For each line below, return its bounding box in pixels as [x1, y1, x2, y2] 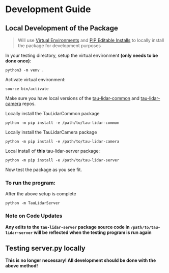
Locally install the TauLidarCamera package [5, 129, 97, 135]
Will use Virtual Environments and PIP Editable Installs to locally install [17, 37, 164, 43]
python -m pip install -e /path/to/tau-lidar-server [5, 158, 120, 163]
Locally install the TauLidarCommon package [5, 111, 100, 116]
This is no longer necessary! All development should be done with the [5, 257, 156, 263]
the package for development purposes [17, 43, 101, 49]
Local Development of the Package [5, 24, 118, 32]
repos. [22, 100, 36, 107]
